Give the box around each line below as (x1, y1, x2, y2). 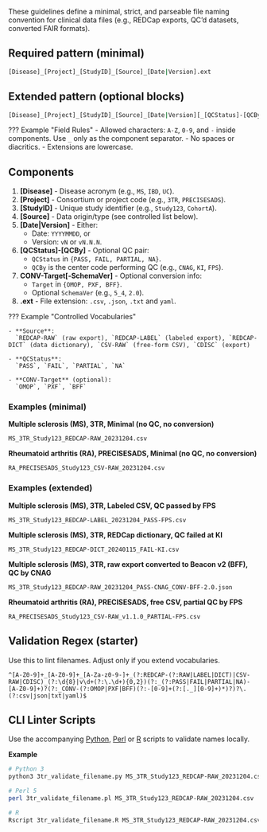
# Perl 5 (8, 787, 37, 795)
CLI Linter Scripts (8, 713, 96, 727)
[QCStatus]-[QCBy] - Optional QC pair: (19, 246, 149, 256)
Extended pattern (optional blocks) (8, 90, 185, 104)
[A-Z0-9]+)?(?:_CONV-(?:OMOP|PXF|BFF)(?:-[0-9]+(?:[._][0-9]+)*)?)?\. (8, 685, 247, 693)
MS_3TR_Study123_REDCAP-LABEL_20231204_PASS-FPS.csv (8, 516, 187, 524)
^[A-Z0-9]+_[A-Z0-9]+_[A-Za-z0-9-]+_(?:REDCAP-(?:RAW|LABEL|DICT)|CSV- (8, 670, 250, 679)
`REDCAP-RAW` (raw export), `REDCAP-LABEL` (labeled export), (15, 334, 226, 342)
